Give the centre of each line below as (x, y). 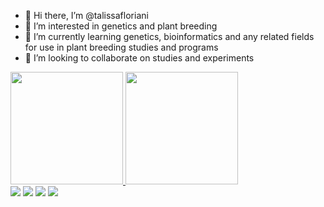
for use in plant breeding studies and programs (121, 47)
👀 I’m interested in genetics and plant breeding (121, 26)
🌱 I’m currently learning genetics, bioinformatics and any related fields (169, 36)
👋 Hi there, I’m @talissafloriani (86, 15)
